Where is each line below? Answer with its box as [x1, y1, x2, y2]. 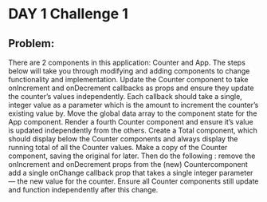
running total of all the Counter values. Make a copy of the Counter [8, 143, 228, 152]
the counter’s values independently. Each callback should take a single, [8, 92, 243, 101]
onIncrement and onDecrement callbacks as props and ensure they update [8, 83, 254, 93]
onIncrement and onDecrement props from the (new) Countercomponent [8, 160, 249, 168]
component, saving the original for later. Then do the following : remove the [8, 151, 256, 160]
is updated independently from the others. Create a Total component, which [8, 125, 257, 135]
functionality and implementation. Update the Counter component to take [8, 75, 249, 84]
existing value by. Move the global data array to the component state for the [8, 109, 257, 118]
